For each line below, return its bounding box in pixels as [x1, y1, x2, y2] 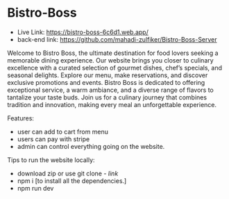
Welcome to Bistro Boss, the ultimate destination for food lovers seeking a [7, 49, 219, 57]
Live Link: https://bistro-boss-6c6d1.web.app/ [17, 28, 149, 36]
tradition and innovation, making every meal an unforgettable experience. [7, 100, 217, 109]
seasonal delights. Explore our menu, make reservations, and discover [7, 71, 208, 79]
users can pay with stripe [17, 134, 90, 143]
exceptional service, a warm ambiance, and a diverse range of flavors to [7, 86, 214, 94]
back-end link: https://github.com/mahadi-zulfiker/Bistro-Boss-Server [17, 35, 217, 43]
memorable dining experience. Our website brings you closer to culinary [7, 56, 214, 64]
